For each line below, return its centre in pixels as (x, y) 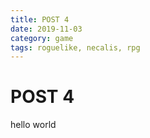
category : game (42, 38)
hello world (33, 125)
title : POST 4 (40, 19)
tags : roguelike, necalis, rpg (75, 47)
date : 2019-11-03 (46, 29)
